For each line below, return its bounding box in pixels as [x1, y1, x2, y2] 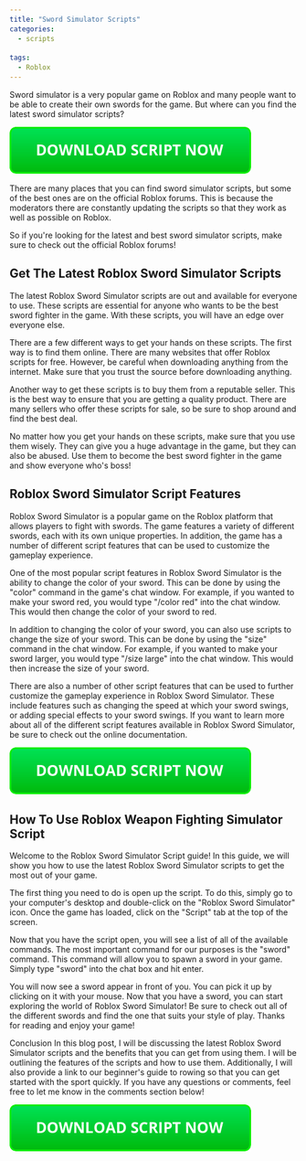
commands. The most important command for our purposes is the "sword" [9, 944, 290, 955]
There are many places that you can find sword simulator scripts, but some [9, 183, 292, 194]
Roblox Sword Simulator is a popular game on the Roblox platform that [9, 510, 274, 521]
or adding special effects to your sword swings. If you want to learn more [9, 709, 285, 720]
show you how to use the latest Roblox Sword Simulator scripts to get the [9, 860, 285, 871]
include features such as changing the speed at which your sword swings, [9, 699, 290, 710]
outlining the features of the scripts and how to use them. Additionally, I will [9, 1057, 293, 1069]
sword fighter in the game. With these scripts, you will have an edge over [9, 309, 285, 320]
